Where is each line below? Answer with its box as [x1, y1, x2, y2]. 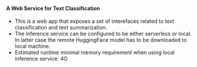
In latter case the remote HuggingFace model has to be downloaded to [14, 36, 188, 43]
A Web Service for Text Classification [6, 5, 101, 12]
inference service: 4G [14, 55, 68, 62]
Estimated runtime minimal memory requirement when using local [14, 49, 175, 56]
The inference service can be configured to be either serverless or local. [14, 30, 192, 38]
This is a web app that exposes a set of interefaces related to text [14, 18, 175, 25]
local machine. [14, 43, 51, 50]
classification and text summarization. [14, 24, 108, 31]
